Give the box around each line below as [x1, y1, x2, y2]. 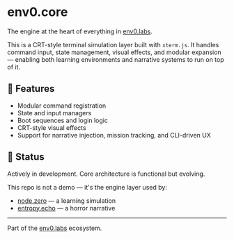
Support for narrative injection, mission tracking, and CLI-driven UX [17, 131, 211, 139]
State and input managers [17, 108, 92, 117]
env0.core [7, 4, 68, 20]
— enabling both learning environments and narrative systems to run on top [7, 55, 224, 63]
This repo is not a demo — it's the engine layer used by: [7, 183, 167, 191]
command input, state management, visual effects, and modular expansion [7, 48, 221, 56]
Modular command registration [17, 101, 107, 110]
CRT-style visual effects [17, 123, 86, 132]
